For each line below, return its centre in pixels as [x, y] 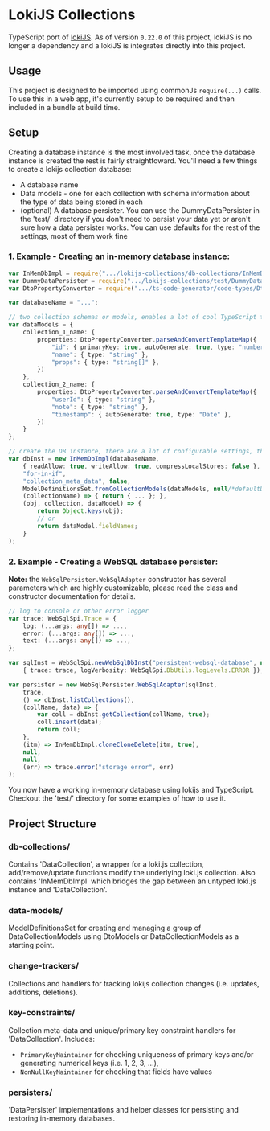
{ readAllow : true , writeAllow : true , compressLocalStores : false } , [142, 466]
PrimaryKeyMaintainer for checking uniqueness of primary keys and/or [137, 1054]
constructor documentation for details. [72, 596]
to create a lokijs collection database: [70, 169]
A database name [49, 184]
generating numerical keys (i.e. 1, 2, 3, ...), [89, 1063]
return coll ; [59, 730]
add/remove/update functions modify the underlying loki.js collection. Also [132, 872]
